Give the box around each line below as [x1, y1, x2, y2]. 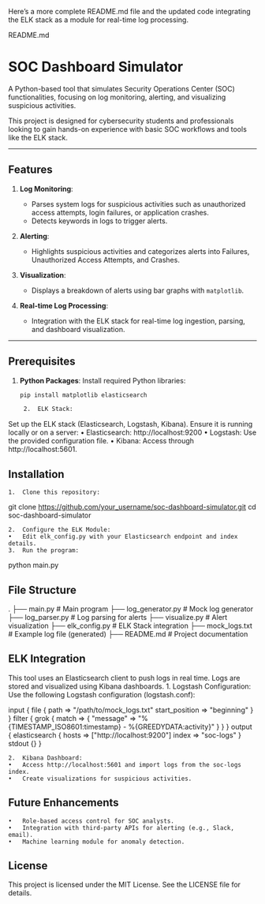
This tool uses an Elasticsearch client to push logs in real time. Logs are [8, 673, 241, 682]
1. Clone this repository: [8, 488, 101, 496]
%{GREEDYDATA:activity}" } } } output [128, 722, 252, 731]
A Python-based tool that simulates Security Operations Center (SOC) [8, 84, 235, 93]
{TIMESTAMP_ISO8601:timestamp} [8, 722, 121, 731]
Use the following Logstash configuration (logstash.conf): [8, 689, 196, 699]
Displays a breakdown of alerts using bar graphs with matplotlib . [31, 286, 244, 295]
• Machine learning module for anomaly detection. [8, 838, 185, 846]
